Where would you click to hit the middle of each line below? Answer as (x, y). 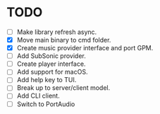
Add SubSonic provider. (51, 56)
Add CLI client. (38, 96)
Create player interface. (51, 64)
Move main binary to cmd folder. (64, 40)
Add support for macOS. (52, 72)
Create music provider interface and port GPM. (85, 48)
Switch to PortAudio (46, 104)
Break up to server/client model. (63, 88)
